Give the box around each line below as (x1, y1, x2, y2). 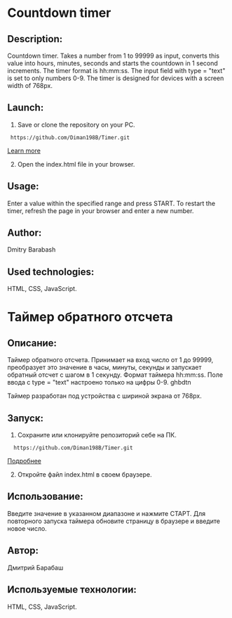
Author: (7, 227, 42, 239)
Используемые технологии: (7, 584, 137, 596)
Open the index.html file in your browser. (17, 160, 135, 168)
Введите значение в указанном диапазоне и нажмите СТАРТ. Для (7, 509, 205, 517)
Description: (7, 33, 63, 45)
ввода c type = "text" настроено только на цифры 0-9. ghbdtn (7, 378, 191, 387)
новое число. (7, 524, 47, 532)
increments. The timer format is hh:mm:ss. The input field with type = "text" (7, 67, 226, 75)
